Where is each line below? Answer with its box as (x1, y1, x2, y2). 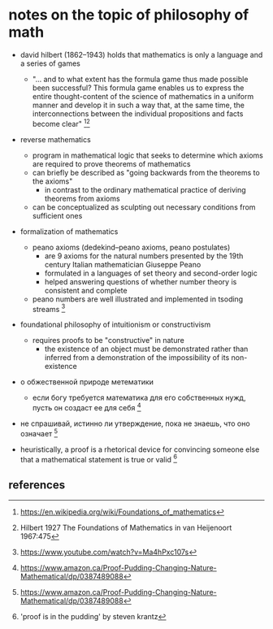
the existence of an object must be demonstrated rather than (44, 344, 249, 354)
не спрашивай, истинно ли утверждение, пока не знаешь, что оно (19, 419, 250, 428)
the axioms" (32, 176, 73, 186)
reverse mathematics (19, 134, 91, 144)
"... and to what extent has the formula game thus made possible (32, 74, 249, 84)
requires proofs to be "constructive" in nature (32, 336, 184, 345)
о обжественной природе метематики (19, 377, 154, 387)
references (8, 478, 66, 492)
